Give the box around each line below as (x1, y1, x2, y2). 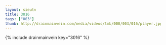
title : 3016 (5, 12, 30, 17)
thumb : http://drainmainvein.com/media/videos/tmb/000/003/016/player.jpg (5, 21, 163, 26)
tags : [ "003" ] (5, 16, 35, 21)
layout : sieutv (5, 7, 37, 12)
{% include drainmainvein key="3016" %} (5, 35, 90, 41)
